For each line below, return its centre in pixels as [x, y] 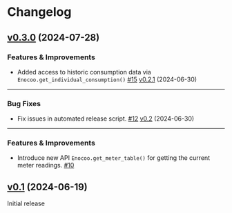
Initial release [26, 203]
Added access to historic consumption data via [84, 72]
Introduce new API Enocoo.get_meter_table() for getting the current [114, 158]
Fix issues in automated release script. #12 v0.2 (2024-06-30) [106, 119]
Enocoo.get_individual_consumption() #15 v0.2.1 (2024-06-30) [107, 79]
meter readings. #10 [46, 165]
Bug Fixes [24, 103]
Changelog [39, 12]
